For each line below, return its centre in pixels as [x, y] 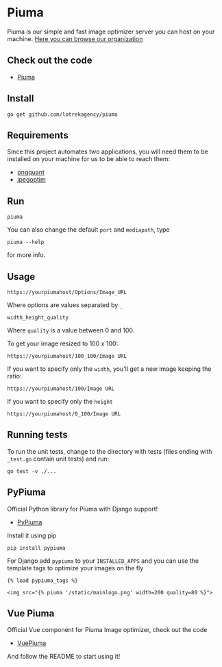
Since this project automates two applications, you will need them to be [108, 151]
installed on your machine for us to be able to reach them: [89, 159]
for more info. [26, 255]
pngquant [30, 172]
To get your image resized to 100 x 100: [63, 343]
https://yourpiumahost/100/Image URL [61, 389]
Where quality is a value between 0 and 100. [71, 330]
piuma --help [26, 242]
